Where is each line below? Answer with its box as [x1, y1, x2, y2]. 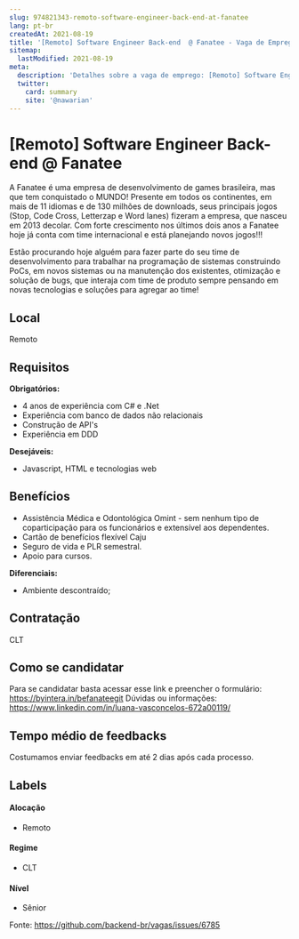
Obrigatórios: [9, 383, 61, 394]
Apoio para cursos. [21, 550, 93, 561]
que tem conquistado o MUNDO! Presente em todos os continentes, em [9, 192, 272, 203]
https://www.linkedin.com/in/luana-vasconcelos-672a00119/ [9, 702, 231, 713]
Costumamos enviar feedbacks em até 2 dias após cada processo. [9, 752, 255, 763]
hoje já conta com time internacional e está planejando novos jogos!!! [9, 229, 263, 240]
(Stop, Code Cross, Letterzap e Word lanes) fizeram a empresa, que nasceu [9, 211, 287, 221]
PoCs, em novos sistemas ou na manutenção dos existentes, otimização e [9, 266, 281, 277]
